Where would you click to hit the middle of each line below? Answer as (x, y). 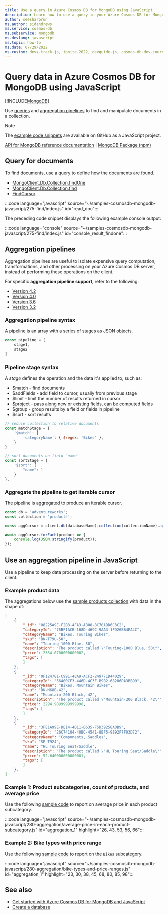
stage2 (21, 350)
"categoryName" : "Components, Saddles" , (66, 737)
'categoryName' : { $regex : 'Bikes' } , (63, 437)
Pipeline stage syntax (32, 367)
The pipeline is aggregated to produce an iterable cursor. (64, 503)
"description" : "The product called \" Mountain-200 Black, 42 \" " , (94, 700)
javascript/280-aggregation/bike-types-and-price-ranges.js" (68, 869)
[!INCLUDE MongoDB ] (27, 101)
